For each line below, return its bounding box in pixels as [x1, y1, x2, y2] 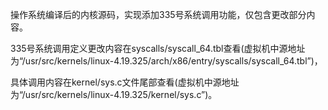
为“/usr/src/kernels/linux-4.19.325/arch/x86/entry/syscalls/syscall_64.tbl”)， [10, 55, 323, 67]
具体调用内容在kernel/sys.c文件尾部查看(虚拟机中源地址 [10, 76, 240, 88]
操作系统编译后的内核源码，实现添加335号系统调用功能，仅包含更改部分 [10, 9, 307, 20]
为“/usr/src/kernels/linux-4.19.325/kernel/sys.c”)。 [10, 89, 218, 100]
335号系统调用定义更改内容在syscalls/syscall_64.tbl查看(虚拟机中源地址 [10, 43, 306, 54]
